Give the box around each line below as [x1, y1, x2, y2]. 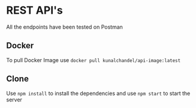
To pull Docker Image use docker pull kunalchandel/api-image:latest [6, 56, 181, 63]
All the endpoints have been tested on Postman [6, 23, 123, 30]
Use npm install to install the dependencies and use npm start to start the [6, 90, 191, 97]
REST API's [6, 4, 63, 17]
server [6, 96, 23, 103]
